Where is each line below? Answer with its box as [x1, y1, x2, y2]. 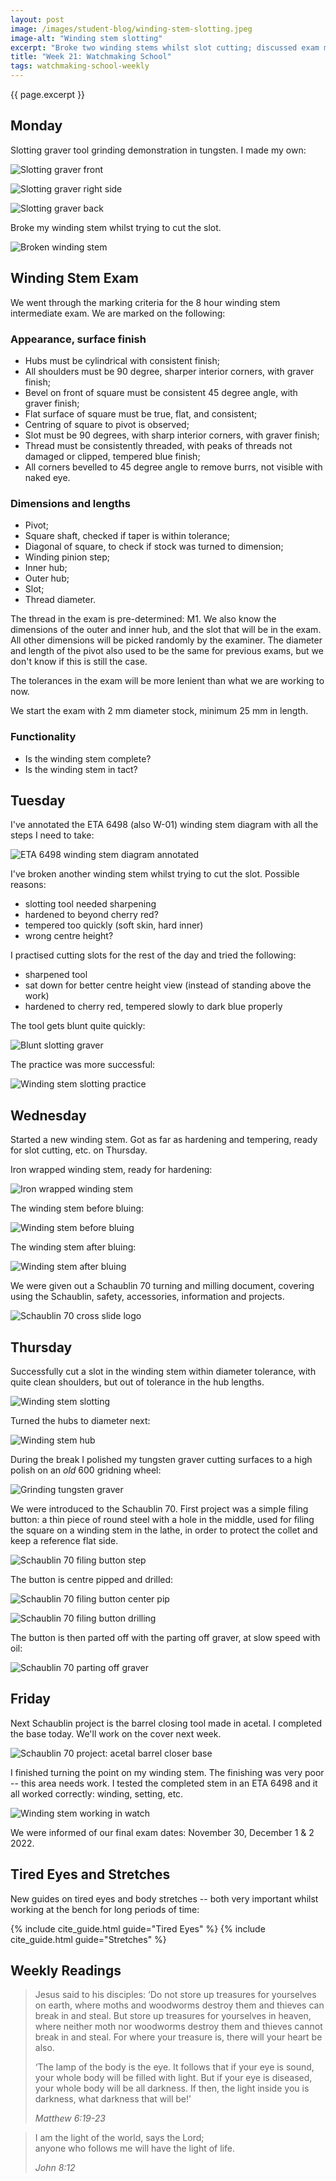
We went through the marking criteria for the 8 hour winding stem [10, 296, 281, 308]
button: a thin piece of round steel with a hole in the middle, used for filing [10, 1513, 315, 1525]
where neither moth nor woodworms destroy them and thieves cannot [34, 2021, 323, 2033]
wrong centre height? [24, 930, 114, 942]
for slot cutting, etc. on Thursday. [10, 1144, 148, 1156]
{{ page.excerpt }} [10, 89, 86, 100]
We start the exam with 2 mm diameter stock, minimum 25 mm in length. [10, 705, 309, 717]
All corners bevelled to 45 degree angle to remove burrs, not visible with [24, 461, 323, 473]
